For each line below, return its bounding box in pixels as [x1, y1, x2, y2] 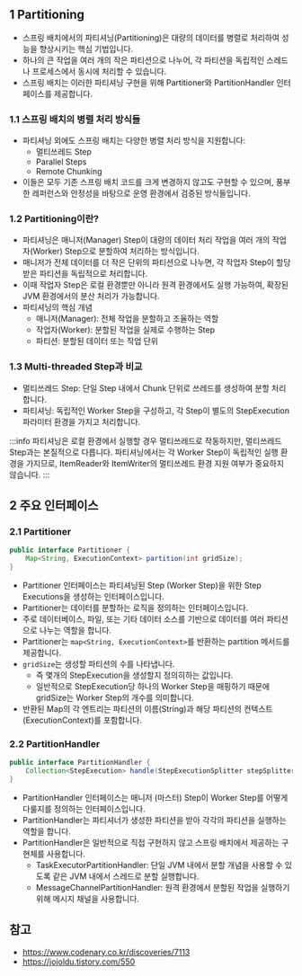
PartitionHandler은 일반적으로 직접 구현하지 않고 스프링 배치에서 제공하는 [22, 837, 280, 847]
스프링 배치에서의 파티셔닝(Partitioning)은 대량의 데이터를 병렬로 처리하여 [22, 31, 280, 43]
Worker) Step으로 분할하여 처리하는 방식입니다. [32, 246, 200, 257]
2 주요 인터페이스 [9, 498, 99, 513]
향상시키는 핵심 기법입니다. [39, 43, 133, 54]
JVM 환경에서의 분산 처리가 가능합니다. [22, 291, 160, 302]
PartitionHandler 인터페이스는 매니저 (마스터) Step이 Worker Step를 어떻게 [22, 792, 289, 803]
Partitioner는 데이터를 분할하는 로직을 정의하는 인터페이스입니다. [22, 602, 249, 614]
